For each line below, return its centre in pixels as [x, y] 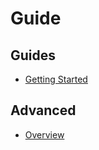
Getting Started [56, 79]
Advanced [43, 110]
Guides [33, 55]
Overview [44, 134]
